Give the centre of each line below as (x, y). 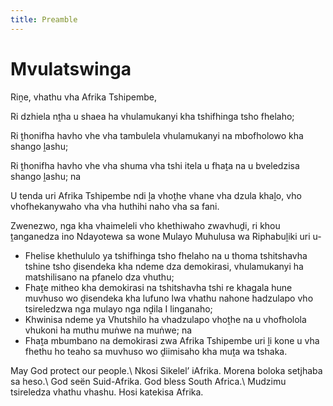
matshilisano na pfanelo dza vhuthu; (99, 277)
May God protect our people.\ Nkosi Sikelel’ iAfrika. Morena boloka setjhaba (166, 370)
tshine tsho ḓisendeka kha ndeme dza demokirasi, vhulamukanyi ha (164, 266)
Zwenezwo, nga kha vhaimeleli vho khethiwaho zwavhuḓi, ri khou (145, 225)
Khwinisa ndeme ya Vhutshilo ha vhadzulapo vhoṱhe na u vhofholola (165, 319)
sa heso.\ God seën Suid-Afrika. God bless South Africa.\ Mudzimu (148, 381)
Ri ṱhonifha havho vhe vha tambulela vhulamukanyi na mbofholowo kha (157, 135)
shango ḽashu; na (46, 176)
